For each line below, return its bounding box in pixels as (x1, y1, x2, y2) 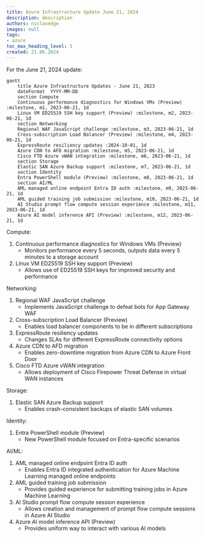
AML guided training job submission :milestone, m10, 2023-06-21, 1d (17, 196, 199, 202)
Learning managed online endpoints (24, 472, 116, 480)
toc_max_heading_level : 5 (6, 44, 72, 50)
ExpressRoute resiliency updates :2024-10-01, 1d (17, 142, 147, 148)
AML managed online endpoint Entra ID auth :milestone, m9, (17, 185, 174, 191)
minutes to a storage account (24, 253, 99, 260)
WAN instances (24, 375, 64, 382)
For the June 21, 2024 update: (6, 66, 83, 73)
